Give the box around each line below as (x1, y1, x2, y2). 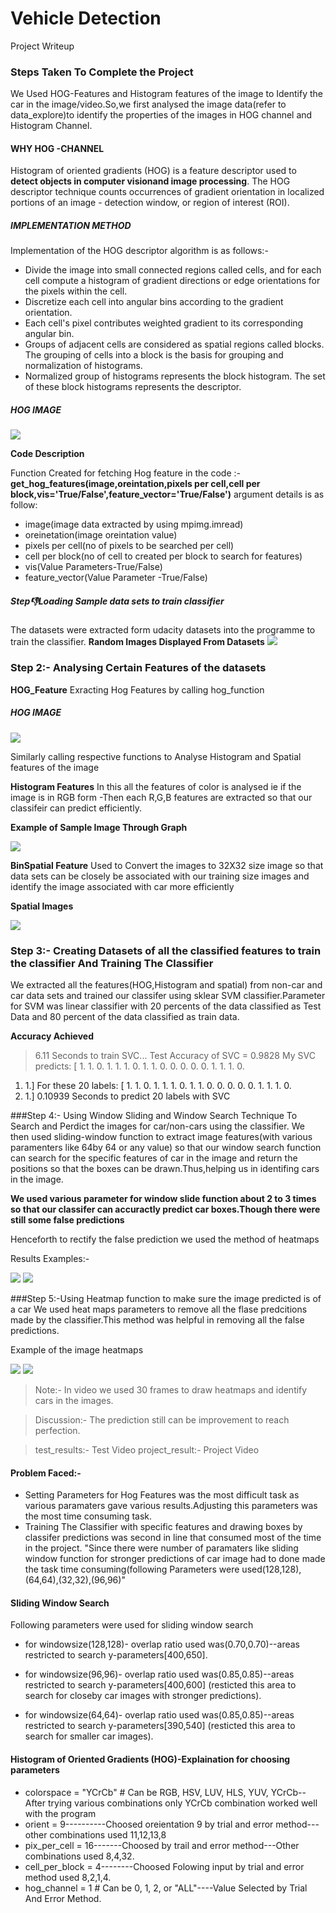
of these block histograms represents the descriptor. (24, 381, 242, 393)
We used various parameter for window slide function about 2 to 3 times (10, 1192, 317, 1204)
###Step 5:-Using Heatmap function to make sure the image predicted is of (10, 1292, 322, 1304)
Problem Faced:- (10, 1467, 82, 1479)
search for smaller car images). (24, 1730, 154, 1742)
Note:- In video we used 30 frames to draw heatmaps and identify (34, 1383, 308, 1396)
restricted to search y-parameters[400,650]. (24, 1649, 208, 1661)
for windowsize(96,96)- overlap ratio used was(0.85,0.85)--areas (24, 1668, 295, 1681)
